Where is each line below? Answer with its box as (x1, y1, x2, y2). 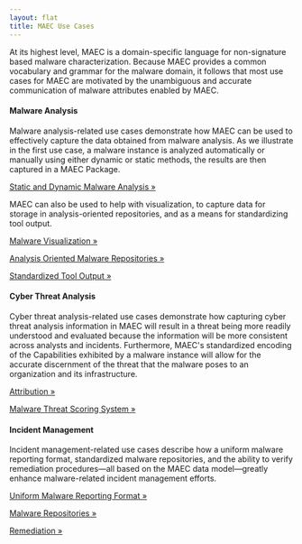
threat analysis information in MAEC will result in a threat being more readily (9, 320, 291, 331)
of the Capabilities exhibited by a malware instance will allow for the (9, 349, 261, 360)
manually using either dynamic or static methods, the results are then (9, 154, 267, 165)
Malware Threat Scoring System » (9, 403, 136, 414)
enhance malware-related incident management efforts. (9, 473, 217, 484)
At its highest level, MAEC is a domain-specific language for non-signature (9, 46, 287, 57)
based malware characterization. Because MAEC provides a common (9, 56, 267, 67)
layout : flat (9, 13, 59, 23)
